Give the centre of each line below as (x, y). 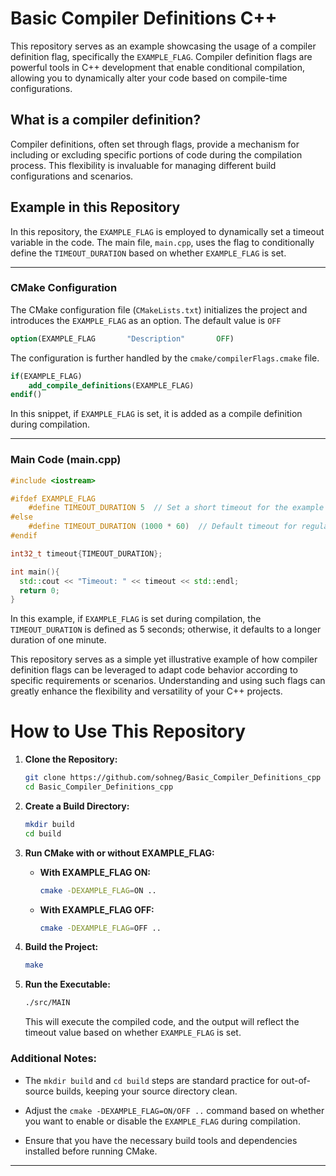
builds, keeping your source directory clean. (146, 1091)
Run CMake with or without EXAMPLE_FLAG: (119, 853)
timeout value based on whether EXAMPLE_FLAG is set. (133, 1033)
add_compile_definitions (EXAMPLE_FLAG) (111, 385)
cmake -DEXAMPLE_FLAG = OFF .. (100, 928)
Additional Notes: (54, 1059)
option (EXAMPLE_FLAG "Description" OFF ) (122, 338)
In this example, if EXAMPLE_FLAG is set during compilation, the (136, 619)
